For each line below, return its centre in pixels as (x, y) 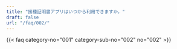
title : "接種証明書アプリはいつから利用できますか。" (66, 12)
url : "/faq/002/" (28, 23)
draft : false (23, 17)
